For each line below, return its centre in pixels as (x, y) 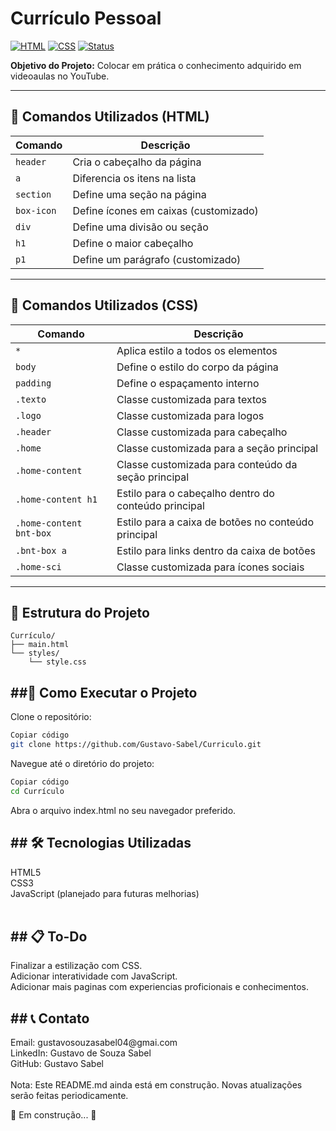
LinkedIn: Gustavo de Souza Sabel (81, 1053)
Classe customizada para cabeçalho (202, 432)
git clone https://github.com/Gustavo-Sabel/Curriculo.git (136, 745)
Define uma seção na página (139, 194)
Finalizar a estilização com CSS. (76, 966)
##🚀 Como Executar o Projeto (104, 692)
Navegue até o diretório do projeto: (82, 763)
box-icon (36, 210)
